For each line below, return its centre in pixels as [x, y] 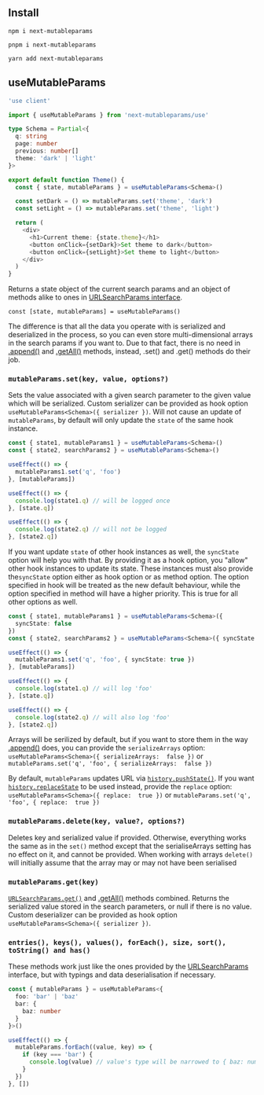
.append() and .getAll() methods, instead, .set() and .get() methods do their [130, 351]
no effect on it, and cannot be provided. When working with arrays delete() [131, 854]
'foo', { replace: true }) [54, 803]
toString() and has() [49, 950]
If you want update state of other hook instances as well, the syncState [124, 552]
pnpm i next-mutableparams [52, 45]
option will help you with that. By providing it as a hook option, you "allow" [128, 560]
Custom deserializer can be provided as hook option [93, 915]
